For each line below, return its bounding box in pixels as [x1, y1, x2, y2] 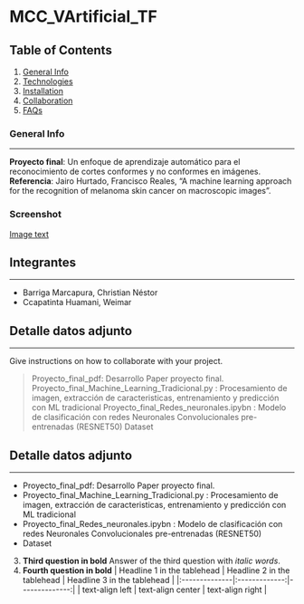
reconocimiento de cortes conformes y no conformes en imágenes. [9, 166, 261, 177]
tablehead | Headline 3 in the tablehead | [22, 575, 175, 586]
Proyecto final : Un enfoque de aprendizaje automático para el [9, 157, 241, 168]
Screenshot [9, 208, 62, 221]
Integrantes [9, 254, 77, 270]
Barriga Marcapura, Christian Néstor [22, 287, 158, 298]
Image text [9, 228, 50, 239]
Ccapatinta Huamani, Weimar [22, 297, 132, 308]
